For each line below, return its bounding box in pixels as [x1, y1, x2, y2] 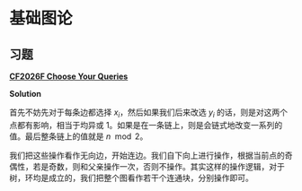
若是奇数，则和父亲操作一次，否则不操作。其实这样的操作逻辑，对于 [32, 161, 285, 171]
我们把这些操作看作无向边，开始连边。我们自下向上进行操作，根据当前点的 [9, 150, 285, 161]
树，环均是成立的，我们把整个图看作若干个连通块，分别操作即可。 [9, 172, 253, 183]
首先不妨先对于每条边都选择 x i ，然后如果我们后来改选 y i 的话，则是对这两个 [9, 107, 289, 119]
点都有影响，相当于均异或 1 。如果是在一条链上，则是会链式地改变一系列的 [9, 119, 283, 130]
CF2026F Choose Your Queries [9, 71, 129, 82]
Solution [9, 89, 42, 99]
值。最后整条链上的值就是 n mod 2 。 [9, 131, 148, 142]
